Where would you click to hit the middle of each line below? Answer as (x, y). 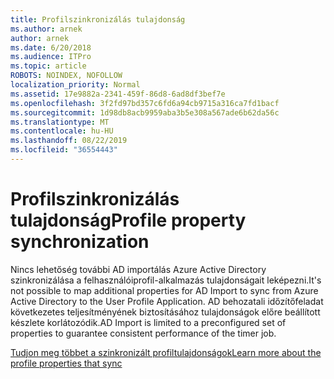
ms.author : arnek (46, 29)
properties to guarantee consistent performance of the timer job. (143, 333)
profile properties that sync (66, 363)
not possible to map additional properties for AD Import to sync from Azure (164, 290)
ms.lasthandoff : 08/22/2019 (69, 141)
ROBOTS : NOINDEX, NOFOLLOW (66, 76)
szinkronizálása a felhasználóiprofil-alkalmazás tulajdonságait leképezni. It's (166, 280)
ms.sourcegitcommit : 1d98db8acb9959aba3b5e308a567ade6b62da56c (145, 112)
